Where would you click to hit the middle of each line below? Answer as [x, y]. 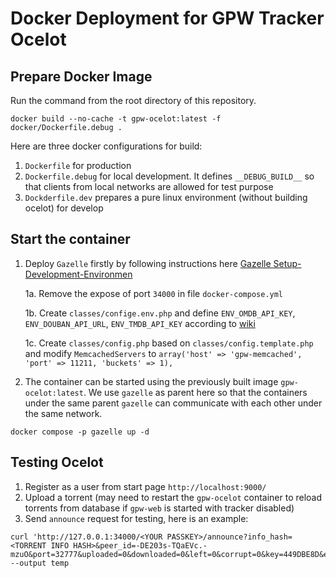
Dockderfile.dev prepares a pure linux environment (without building [166, 197]
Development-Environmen [78, 274]
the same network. [63, 413]
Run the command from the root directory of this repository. [133, 100]
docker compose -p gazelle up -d [80, 432]
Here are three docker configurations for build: [106, 146]
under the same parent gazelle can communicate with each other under [173, 403]
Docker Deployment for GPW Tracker [167, 18]
